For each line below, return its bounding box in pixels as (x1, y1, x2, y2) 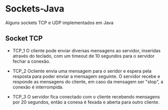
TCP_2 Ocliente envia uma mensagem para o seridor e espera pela (12, 68, 152, 74)
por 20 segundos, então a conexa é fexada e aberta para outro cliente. (12, 99, 160, 105)
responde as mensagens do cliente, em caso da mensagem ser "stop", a (12, 78, 163, 84)
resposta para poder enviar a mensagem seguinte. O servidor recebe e (12, 73, 160, 79)
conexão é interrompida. (12, 84, 64, 90)
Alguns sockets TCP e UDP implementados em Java (5, 20, 114, 26)
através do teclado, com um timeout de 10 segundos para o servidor (12, 53, 155, 59)
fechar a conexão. (12, 58, 50, 64)
